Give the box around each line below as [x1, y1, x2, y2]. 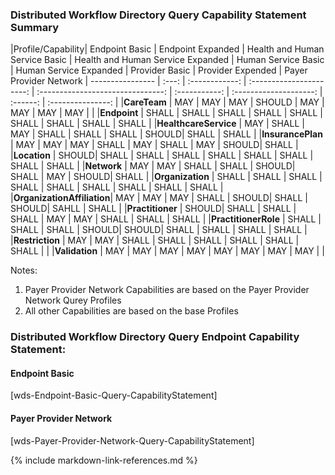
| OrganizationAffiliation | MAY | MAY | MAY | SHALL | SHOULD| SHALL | [10, 192, 308, 204]
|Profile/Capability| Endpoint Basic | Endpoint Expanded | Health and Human [10, 43, 325, 55]
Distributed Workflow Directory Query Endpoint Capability [10, 330, 300, 344]
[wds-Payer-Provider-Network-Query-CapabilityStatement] [10, 434, 255, 447]
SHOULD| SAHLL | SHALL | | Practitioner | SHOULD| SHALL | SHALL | [10, 203, 297, 215]
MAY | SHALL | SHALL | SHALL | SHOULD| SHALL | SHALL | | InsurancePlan [10, 128, 323, 140]
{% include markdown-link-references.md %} [10, 454, 198, 466]
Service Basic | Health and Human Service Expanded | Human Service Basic [10, 54, 325, 66]
